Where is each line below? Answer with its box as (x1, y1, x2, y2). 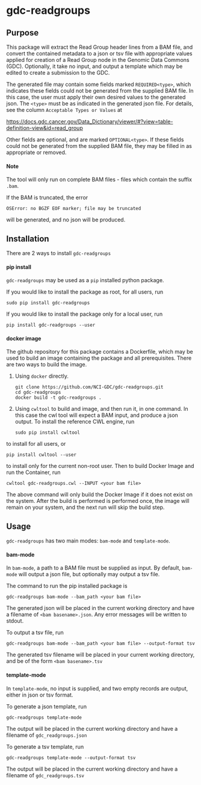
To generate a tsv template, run (6, 743, 84, 750)
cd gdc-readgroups (14, 389, 61, 396)
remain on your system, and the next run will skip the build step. (6, 503, 165, 511)
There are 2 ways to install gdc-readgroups (6, 250, 111, 257)
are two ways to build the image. (6, 361, 87, 368)
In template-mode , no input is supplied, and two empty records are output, (6, 685, 188, 692)
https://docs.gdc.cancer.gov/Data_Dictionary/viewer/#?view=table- (6, 118, 173, 125)
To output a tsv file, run (6, 629, 64, 636)
